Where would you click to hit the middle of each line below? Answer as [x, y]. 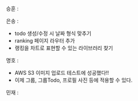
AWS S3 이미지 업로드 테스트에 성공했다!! [62, 73]
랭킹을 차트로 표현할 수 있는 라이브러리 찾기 [64, 48]
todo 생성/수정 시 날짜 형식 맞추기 [53, 33]
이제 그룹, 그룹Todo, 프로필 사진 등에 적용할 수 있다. [73, 80]
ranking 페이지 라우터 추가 [44, 41]
